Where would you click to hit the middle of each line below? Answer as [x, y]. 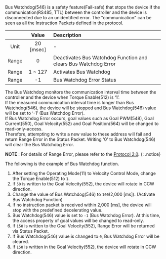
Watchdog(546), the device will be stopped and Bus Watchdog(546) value [81, 108]
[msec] [38, 50]
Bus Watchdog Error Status [85, 80]
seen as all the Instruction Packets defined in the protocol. [64, 23]
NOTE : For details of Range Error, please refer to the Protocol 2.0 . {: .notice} [83, 154]
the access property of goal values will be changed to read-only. [78, 220]
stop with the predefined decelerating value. [57, 210]
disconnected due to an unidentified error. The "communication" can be [78, 18]
